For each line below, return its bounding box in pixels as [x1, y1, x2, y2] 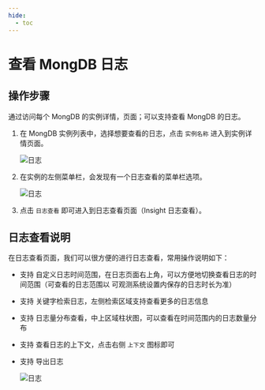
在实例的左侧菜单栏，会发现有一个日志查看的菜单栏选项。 [19, 171, 207, 182]
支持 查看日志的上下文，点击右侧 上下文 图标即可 [19, 340, 175, 350]
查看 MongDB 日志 [8, 55, 129, 73]
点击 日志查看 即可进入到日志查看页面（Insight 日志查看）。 [19, 205, 207, 215]
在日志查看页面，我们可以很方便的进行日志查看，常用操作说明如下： [8, 253, 230, 263]
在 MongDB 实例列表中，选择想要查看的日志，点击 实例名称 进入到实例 [19, 128, 246, 138]
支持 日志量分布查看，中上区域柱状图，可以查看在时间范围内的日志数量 [19, 313, 250, 323]
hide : [8, 11, 26, 20]
